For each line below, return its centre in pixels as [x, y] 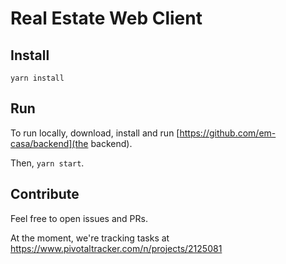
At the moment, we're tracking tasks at [90, 238]
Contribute [45, 194]
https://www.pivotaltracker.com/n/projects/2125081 [116, 248]
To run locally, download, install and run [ [95, 133]
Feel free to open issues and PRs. [79, 218]
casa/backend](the [49, 143]
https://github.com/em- [228, 133]
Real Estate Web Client [106, 18]
